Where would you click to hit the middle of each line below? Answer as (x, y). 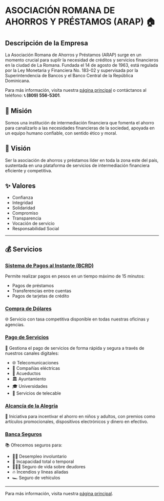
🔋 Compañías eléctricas (36, 368)
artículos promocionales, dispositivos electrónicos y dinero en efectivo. (77, 421)
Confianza (22, 198)
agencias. (15, 325)
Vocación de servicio (33, 223)
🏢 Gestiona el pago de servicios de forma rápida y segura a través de (75, 348)
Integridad (22, 203)
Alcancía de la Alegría (31, 406)
